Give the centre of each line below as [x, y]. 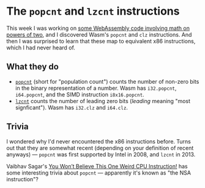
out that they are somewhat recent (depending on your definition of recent [100, 148]
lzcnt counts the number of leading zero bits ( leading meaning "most [103, 101]
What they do [33, 67]
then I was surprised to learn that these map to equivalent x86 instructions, [101, 41]
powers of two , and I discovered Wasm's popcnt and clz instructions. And [99, 34]
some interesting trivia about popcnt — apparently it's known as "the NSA [99, 173]
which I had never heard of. [41, 48]
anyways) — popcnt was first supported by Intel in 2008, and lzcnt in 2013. [101, 154]
